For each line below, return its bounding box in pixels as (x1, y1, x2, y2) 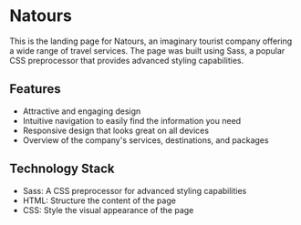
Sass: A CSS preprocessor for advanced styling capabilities (22, 185, 247, 196)
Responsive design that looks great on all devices (22, 125, 210, 136)
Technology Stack (9, 161, 115, 177)
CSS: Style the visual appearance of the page (22, 204, 194, 215)
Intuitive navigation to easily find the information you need (22, 115, 242, 126)
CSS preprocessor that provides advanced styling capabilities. (9, 55, 244, 66)
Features (9, 81, 61, 97)
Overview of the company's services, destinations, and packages (22, 134, 269, 146)
